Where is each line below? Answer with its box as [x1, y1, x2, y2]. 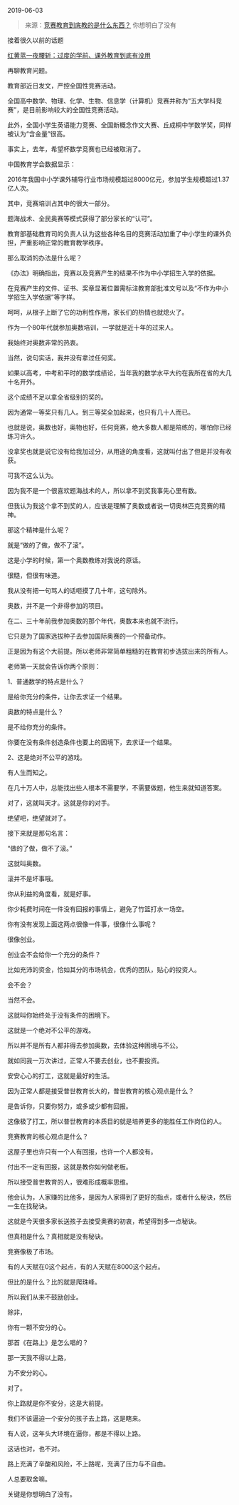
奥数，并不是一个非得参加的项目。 [7, 602, 107, 609]
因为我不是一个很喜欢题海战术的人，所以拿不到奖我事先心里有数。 [7, 487, 201, 495]
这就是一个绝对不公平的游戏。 [7, 1026, 95, 1034]
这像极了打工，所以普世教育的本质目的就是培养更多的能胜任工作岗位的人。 [7, 1117, 225, 1125]
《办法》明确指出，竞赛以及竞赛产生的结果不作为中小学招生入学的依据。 [7, 269, 219, 277]
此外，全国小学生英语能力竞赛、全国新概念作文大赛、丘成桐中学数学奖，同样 [7, 121, 232, 129]
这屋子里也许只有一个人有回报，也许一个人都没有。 [7, 1147, 157, 1155]
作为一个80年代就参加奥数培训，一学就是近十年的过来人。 [7, 323, 178, 331]
